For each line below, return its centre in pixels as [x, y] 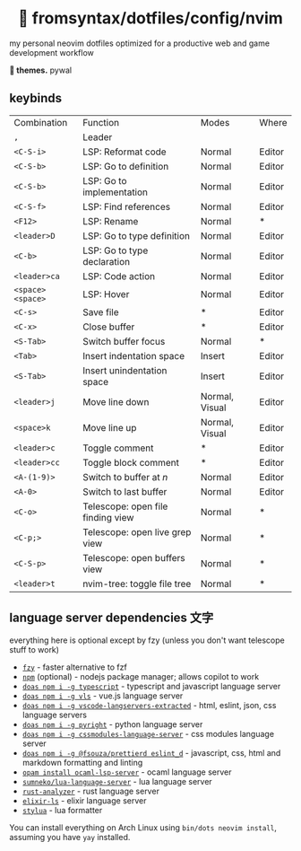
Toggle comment [118, 448]
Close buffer [108, 327]
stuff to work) [34, 649]
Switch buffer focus [124, 341]
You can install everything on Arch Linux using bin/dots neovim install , [143, 827]
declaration [106, 261]
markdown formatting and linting [82, 762]
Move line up [109, 427]
